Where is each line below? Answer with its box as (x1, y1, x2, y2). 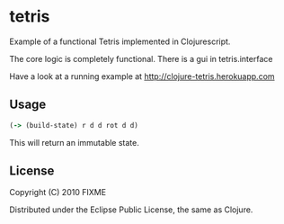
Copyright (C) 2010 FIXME (9, 187, 106, 198)
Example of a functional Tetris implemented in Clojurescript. (9, 36, 231, 47)
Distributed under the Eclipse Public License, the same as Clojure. (9, 204, 253, 215)
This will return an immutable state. (9, 137, 139, 148)
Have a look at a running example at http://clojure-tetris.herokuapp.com (9, 70, 276, 82)
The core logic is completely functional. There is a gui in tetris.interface (9, 53, 273, 64)
